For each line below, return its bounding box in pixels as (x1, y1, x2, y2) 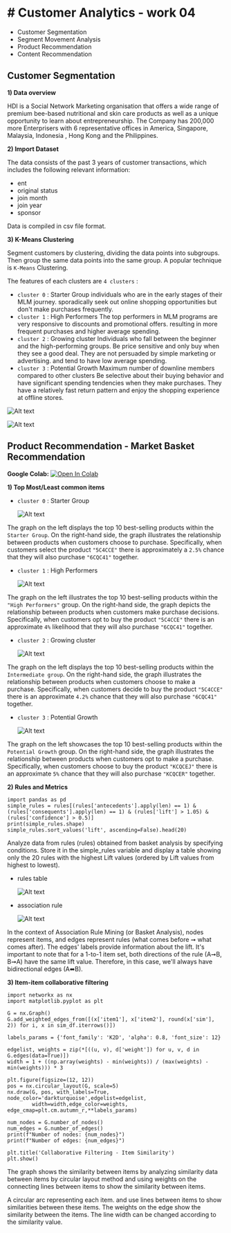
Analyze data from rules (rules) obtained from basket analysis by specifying (7, 839, 223, 847)
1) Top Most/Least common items (7, 483, 105, 491)
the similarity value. (7, 1218, 63, 1226)
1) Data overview (7, 88, 57, 96)
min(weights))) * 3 (7, 1064, 64, 1072)
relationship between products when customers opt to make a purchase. (7, 754, 214, 763)
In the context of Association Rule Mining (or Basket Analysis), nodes (7, 927, 204, 936)
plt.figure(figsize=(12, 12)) (7, 1076, 95, 1083)
